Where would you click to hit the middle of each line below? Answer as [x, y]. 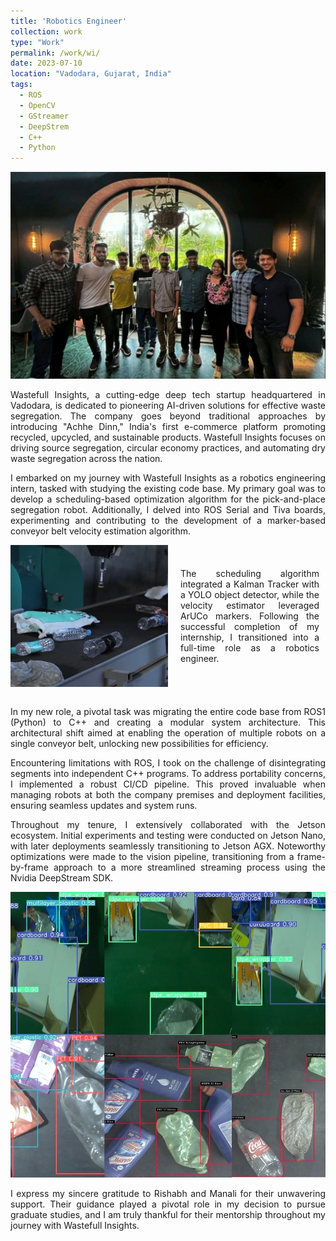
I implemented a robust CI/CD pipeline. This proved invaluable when [168, 784]
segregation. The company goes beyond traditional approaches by [168, 416]
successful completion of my [250, 627]
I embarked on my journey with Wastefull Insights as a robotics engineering [168, 478]
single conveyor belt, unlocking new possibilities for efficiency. [139, 743]
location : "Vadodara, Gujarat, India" [91, 74]
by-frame [29, 867]
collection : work [46, 31]
